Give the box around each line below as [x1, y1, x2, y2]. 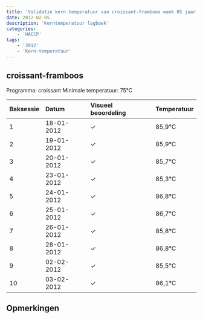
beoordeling [90, 108, 126, 117]
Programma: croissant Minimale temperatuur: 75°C [6, 86, 133, 94]
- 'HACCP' [17, 31, 42, 37]
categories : [6, 25, 36, 32]
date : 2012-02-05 [6, 14, 50, 21]
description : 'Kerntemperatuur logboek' [6, 20, 110, 26]
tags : [6, 37, 20, 43]
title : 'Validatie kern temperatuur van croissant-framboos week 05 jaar [6, 8, 196, 15]
